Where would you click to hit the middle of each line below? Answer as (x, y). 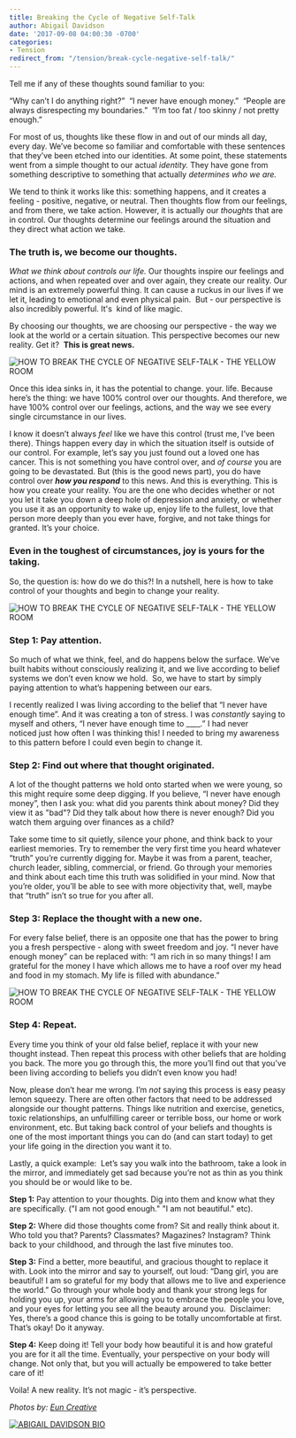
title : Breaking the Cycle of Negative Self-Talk (102, 17)
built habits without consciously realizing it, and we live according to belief (144, 668)
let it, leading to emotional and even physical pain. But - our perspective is (145, 300)
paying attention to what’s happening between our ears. (111, 688)
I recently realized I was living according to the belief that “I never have (138, 704)
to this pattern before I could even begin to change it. (106, 742)
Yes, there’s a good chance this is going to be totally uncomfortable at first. (146, 1318)
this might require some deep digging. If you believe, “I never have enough (145, 794)
